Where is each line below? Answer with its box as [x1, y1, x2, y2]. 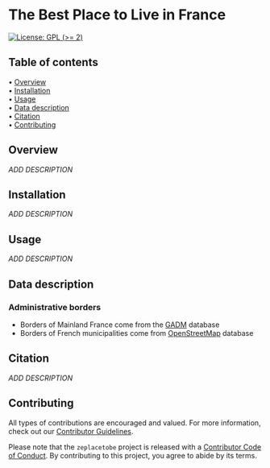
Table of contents [8, 56, 98, 69]
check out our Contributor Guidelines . [8, 426, 134, 436]
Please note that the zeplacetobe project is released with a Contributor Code [8, 441, 262, 452]
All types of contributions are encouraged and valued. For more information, [8, 417, 261, 428]
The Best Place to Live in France [8, 6, 226, 24]
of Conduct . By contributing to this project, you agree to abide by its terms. [8, 450, 258, 460]
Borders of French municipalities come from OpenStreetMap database [19, 328, 254, 338]
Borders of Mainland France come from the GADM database [19, 320, 220, 329]
